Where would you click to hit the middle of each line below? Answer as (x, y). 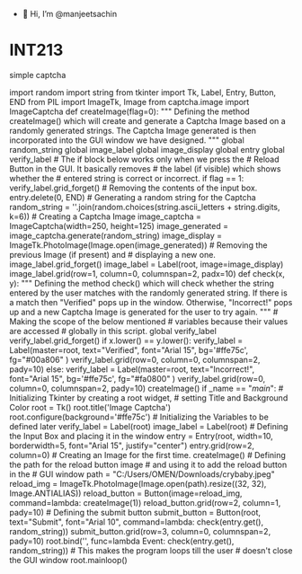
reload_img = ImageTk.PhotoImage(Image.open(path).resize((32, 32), (138, 483)
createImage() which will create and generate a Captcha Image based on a (147, 120)
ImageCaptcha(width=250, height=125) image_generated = (119, 225)
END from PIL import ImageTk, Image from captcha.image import (129, 102)
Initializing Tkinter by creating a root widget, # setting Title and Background (149, 397)
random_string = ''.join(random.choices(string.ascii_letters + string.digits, (145, 207)
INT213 (36, 50)
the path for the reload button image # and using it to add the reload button (148, 464)
